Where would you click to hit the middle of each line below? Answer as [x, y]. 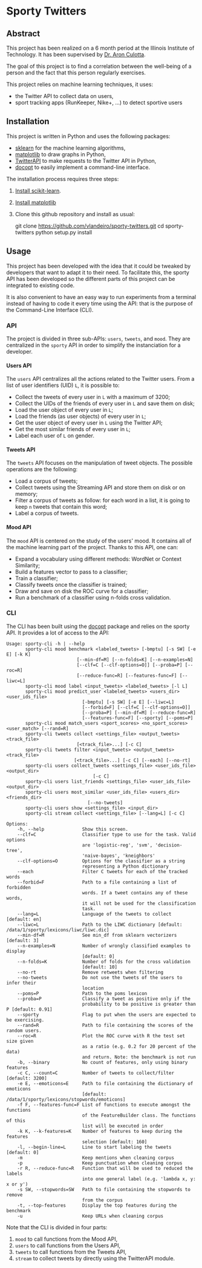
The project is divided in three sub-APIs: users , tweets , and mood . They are [98, 338]
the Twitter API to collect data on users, [64, 96]
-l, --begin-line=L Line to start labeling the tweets [94, 1147]
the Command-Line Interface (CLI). [50, 309]
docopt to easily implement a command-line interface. [83, 167]
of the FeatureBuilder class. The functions [139, 1115]
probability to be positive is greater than [139, 1004]
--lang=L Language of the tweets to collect [94, 914]
